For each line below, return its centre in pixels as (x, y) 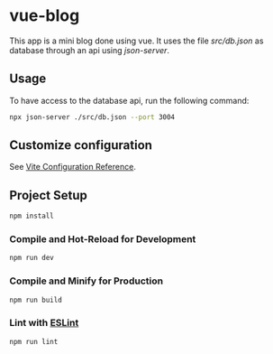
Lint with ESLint (44, 323)
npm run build (36, 300)
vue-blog (45, 16)
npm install (32, 216)
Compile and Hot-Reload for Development (103, 239)
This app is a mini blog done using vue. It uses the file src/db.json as (136, 41)
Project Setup (49, 195)
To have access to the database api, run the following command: (129, 100)
